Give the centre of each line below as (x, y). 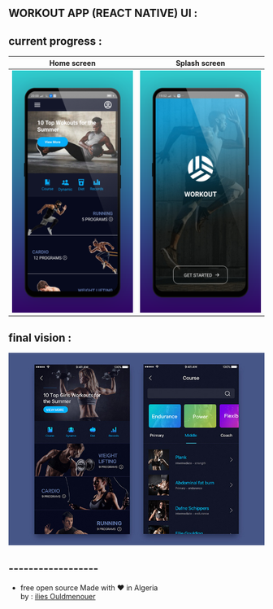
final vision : (40, 337)
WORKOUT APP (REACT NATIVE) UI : (103, 13)
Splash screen (201, 63)
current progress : (55, 41)
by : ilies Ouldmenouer (58, 597)
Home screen (72, 63)
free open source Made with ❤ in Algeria (89, 588)
